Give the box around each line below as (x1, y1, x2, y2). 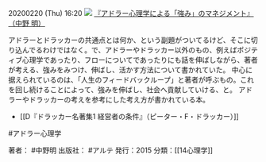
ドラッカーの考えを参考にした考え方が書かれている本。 (29, 95, 210, 104)
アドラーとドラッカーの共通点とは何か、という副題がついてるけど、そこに (8, 36, 252, 44)
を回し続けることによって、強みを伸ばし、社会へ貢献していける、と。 (8, 85, 237, 94)
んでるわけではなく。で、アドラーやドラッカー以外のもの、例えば (21, 45, 237, 55)
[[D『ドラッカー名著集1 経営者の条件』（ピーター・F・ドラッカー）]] (19, 112, 240, 121)
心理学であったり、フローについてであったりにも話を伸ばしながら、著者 (21, 56, 258, 64)
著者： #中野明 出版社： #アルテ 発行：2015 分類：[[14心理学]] (8, 145, 213, 155)
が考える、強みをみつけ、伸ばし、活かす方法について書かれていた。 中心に (8, 65, 253, 75)
